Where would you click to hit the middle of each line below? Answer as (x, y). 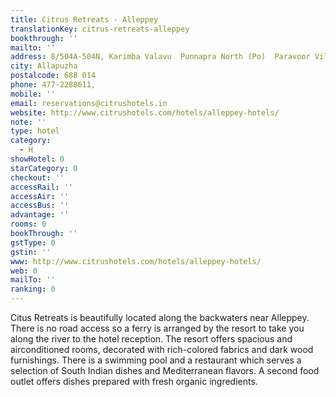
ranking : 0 (33, 289)
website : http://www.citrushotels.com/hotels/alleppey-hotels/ (145, 112)
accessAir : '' (40, 196)
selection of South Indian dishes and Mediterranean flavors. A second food (165, 370)
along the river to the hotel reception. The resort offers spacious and (151, 339)
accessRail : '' (42, 187)
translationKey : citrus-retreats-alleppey (100, 29)
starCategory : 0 (44, 168)
